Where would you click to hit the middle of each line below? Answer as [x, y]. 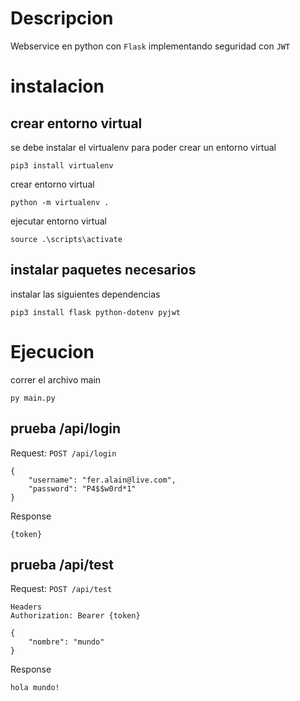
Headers [26, 607]
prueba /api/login [66, 428]
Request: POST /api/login [63, 453]
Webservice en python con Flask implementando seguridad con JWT [150, 46]
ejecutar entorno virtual [58, 221]
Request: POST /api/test [61, 589]
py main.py [33, 398]
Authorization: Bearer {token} [75, 616]
